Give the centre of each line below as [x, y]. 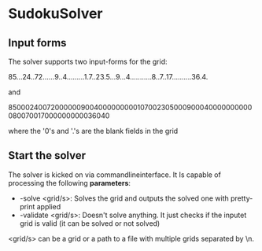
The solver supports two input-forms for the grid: [88, 61]
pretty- [242, 198]
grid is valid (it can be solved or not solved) [90, 223]
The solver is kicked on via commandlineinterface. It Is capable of [115, 175]
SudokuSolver [56, 14]
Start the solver [47, 155]
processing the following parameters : [70, 183]
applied [49, 206]
